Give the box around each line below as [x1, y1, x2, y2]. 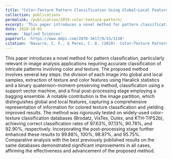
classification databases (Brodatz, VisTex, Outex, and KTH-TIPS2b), [21, 115, 164, 121]
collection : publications [5, 12, 60, 17]
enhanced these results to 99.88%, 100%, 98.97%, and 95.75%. [5, 131, 141, 137]
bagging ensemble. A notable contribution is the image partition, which [5, 93, 155, 99]
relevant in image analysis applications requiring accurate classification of [5, 60, 161, 67]
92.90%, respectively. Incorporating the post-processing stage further [5, 126, 154, 132]
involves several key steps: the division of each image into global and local [5, 71, 163, 77]
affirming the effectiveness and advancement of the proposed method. [5, 147, 155, 154]
